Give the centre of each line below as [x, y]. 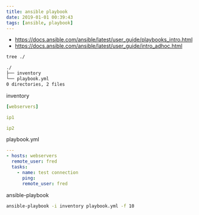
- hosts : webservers [32, 156]
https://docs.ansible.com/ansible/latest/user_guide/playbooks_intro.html [104, 40]
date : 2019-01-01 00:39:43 [40, 17]
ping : [29, 178]
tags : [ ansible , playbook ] [40, 23]
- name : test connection [48, 172]
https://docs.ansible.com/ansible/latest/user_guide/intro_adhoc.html [99, 46]
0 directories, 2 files [36, 84]
